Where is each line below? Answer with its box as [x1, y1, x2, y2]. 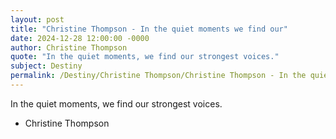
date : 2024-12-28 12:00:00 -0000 [10, 33, 150, 43]
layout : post [10, 14, 65, 25]
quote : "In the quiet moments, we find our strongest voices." [10, 52, 280, 62]
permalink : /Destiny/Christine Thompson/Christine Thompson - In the [10, 71, 307, 81]
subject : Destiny [10, 61, 83, 71]
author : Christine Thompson [10, 42, 128, 53]
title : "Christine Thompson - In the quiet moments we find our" [10, 24, 288, 34]
